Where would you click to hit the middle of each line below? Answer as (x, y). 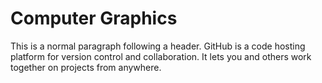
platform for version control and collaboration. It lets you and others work (161, 56)
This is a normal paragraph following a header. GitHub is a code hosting (158, 46)
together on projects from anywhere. (86, 67)
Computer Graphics (94, 18)
